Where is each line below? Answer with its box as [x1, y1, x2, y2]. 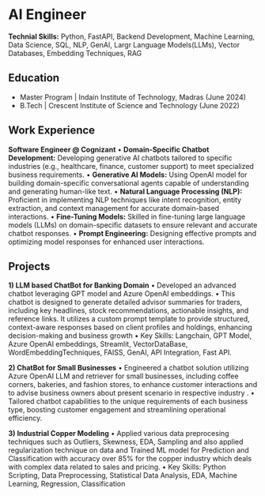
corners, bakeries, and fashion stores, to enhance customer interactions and [8, 380, 258, 389]
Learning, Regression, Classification [8, 479, 126, 489]
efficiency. [8, 413, 43, 423]
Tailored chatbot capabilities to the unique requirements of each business [8, 396, 248, 406]
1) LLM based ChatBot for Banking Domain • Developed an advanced [8, 280, 237, 290]
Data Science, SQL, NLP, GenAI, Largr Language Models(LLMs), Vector [8, 39, 240, 49]
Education [8, 71, 60, 85]
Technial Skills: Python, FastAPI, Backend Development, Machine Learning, [8, 32, 256, 41]
